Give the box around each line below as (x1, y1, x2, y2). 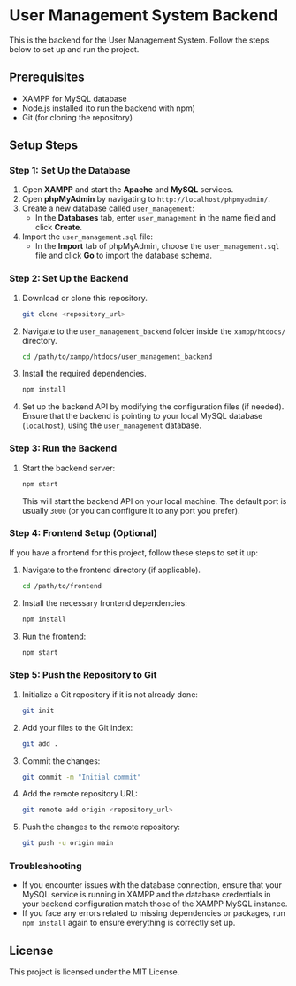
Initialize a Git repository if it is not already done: (21, 688, 199, 700)
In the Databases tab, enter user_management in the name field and (34, 213, 277, 223)
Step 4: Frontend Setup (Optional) (9, 527, 157, 540)
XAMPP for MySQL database (21, 93, 128, 104)
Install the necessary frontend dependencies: (21, 597, 187, 608)
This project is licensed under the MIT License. (9, 967, 180, 977)
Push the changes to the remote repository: (21, 821, 181, 833)
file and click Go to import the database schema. (34, 250, 213, 261)
